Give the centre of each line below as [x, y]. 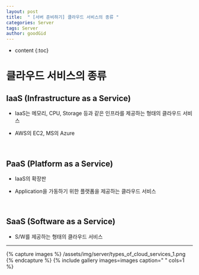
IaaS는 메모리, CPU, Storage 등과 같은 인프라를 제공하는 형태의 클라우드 [98, 114]
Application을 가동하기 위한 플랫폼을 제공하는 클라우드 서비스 [85, 191]
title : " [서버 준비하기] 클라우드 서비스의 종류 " [62, 17]
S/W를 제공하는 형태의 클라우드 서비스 [59, 237]
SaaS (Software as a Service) [61, 221]
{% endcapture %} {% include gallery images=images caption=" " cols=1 [95, 260]
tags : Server [22, 28]
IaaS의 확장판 [30, 179]
